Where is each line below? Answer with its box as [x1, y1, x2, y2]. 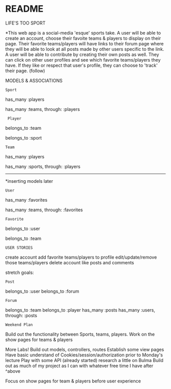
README [5, 3, 44, 15]
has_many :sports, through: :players [5, 163, 80, 170]
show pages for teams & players [5, 337, 73, 343]
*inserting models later [5, 178, 53, 184]
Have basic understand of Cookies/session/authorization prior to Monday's [5, 352, 163, 358]
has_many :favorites [5, 197, 47, 203]
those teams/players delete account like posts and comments [5, 259, 134, 265]
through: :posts [5, 312, 37, 318]
